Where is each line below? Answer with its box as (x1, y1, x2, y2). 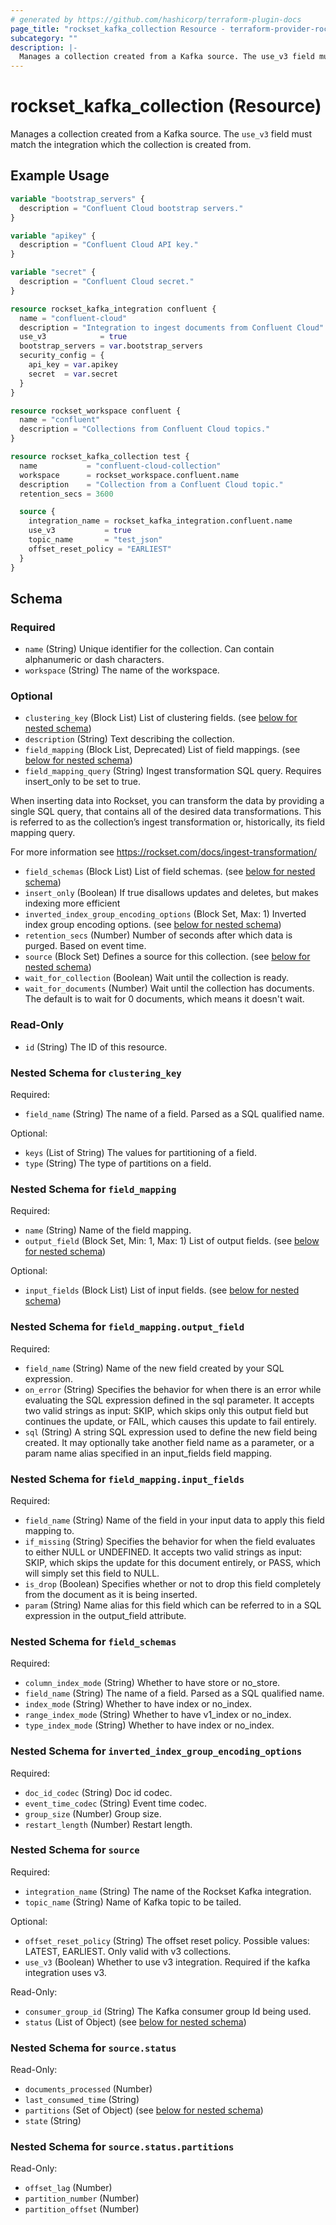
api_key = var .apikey (28, 360, 118, 370)
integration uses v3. (24, 1966, 107, 1978)
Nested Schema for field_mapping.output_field (10, 1320, 245, 1334)
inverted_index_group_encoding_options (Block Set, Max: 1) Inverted (24, 908, 307, 920)
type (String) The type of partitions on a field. (24, 1157, 212, 1170)
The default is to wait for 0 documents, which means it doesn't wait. (24, 993, 305, 1005)
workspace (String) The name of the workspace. (24, 664, 220, 676)
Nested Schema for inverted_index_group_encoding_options (10, 1744, 303, 1758)
